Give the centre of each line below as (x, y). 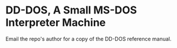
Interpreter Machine (56, 23)
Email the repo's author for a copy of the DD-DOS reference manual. (88, 39)
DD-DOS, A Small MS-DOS (71, 10)
